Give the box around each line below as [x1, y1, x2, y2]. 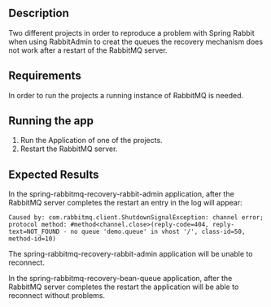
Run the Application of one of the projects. [20, 136, 163, 145]
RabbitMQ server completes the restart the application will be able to [8, 282, 239, 292]
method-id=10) [8, 235, 57, 243]
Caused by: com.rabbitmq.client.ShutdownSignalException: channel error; [8, 214, 264, 222]
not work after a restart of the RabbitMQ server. [8, 45, 168, 55]
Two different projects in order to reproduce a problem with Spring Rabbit [8, 28, 255, 37]
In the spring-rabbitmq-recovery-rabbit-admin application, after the [8, 189, 234, 199]
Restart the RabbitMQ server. [20, 144, 118, 153]
